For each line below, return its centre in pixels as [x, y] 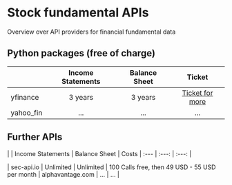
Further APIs [35, 137]
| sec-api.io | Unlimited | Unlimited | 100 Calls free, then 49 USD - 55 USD [112, 167]
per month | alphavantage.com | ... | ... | [63, 174]
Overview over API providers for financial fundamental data [91, 32]
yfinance [25, 97]
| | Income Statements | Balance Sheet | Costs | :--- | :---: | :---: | [99, 153]
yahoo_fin [27, 113]
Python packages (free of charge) [81, 53]
